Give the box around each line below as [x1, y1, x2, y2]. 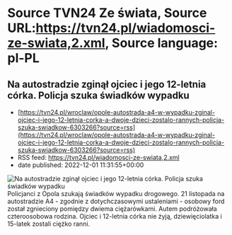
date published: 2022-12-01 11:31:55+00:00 [17, 161, 144, 169]
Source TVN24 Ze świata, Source [7, 5, 207, 21]
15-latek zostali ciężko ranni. [7, 219, 91, 228]
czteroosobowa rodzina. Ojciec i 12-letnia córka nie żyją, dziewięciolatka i [7, 212, 223, 220]
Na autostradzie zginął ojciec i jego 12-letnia [7, 78, 207, 90]
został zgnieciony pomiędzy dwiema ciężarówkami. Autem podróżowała [7, 205, 217, 213]
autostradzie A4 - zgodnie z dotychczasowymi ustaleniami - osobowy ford [7, 197, 225, 205]
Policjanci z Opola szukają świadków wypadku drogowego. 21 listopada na [7, 190, 225, 197]
